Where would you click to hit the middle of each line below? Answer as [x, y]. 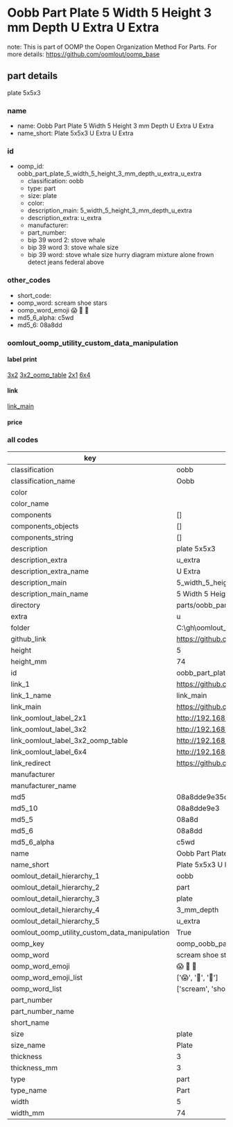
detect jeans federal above [66, 262]
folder [20, 628]
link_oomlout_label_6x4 [49, 751]
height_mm [29, 661]
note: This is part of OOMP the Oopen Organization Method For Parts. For [112, 47]
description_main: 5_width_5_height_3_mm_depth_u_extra [110, 210]
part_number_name [42, 1011]
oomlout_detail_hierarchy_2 [55, 887]
